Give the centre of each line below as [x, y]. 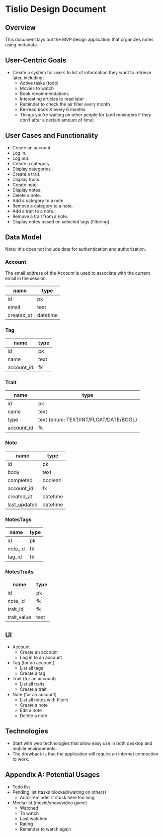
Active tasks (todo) [39, 83]
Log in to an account [41, 657]
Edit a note [31, 711]
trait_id [16, 609]
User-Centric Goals [36, 60]
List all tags [31, 668]
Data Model [23, 237]
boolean [52, 480]
